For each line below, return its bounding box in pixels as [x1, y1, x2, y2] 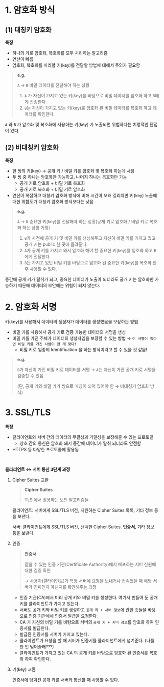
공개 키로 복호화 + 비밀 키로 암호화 [19, 186, 85, 192]
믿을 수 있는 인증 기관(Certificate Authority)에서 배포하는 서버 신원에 [24, 561, 156, 567]
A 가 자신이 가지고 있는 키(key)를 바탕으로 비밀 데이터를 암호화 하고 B [24, 93, 155, 98]
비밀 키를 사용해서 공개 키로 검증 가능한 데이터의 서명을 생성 [12, 329, 126, 335]
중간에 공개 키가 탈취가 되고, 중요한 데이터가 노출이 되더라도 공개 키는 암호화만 [5, 276, 154, 282]
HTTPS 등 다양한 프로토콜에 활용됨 [12, 446, 79, 452]
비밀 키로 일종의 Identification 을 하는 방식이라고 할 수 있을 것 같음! [19, 346, 148, 352]
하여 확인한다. [24, 656, 51, 661]
